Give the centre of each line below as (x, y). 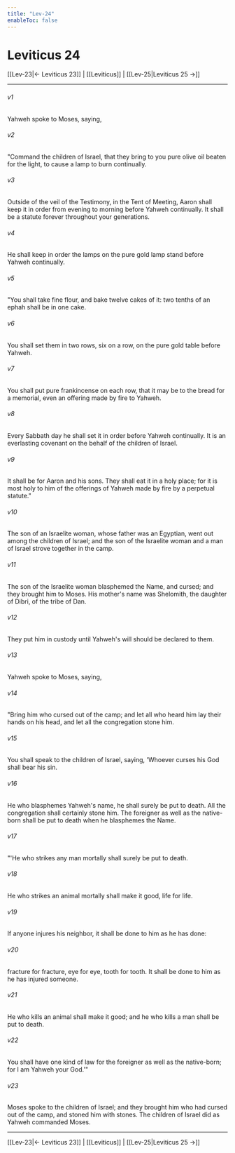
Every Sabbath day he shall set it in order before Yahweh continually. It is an (116, 436)
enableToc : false (33, 20)
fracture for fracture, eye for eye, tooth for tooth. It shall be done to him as (114, 971)
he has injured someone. (43, 979)
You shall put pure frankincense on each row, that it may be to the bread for (116, 390)
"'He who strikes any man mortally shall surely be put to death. (98, 858)
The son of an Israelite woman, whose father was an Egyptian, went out (111, 533)
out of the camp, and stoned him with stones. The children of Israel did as (114, 1115)
